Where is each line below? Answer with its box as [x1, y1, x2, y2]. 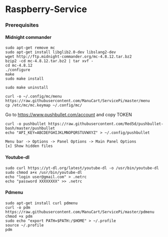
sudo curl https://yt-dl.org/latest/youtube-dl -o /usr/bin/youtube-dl [5, 165, 159, 170]
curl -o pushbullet [5, 121, 46, 127]
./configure [5, 67, 30, 73]
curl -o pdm [5, 205, 30, 210]
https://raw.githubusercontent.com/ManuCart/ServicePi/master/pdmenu [5, 209, 155, 214]
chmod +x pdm [5, 214, 33, 219]
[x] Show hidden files [5, 144, 53, 149]
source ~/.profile [5, 222, 44, 228]
